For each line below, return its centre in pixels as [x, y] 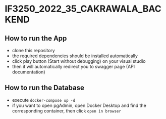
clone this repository [33, 50]
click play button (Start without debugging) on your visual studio [79, 61]
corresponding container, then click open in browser [67, 111]
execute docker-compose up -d [44, 100]
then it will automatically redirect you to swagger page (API [73, 67]
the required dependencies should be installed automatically [75, 56]
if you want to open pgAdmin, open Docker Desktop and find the [79, 105]
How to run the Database [44, 88]
